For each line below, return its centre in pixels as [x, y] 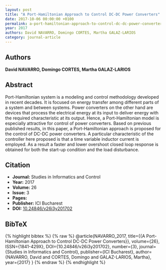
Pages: [20, 198]
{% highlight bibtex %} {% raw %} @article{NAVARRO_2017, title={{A [75, 236]
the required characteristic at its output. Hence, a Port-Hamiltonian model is [82, 118]
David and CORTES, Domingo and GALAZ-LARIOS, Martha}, [90, 257]
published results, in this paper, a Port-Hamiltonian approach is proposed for [83, 128]
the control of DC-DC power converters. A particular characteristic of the [80, 134]
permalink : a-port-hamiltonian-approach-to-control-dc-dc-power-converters [85, 24]
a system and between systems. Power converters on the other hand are [79, 108]
